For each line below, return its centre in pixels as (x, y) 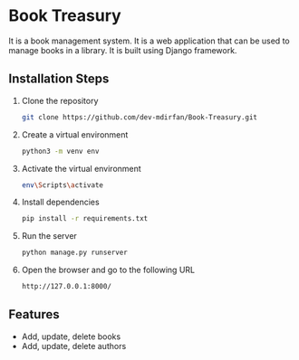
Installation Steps (59, 79)
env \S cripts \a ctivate (63, 185)
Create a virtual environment (75, 134)
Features (34, 314)
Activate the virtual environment (81, 168)
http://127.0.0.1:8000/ (67, 287)
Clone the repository (60, 100)
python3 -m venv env (60, 151)
